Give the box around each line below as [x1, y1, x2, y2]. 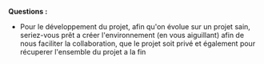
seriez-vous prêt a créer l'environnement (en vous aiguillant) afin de [19, 31, 245, 40]
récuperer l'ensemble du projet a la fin [19, 47, 146, 56]
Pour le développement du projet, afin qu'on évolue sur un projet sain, [19, 22, 250, 31]
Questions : [8, 7, 48, 16]
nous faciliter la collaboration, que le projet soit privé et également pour [19, 39, 256, 48]
